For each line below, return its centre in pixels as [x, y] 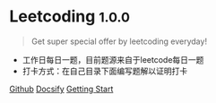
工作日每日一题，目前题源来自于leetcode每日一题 [113, 59]
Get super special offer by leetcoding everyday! [119, 41]
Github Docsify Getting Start [61, 89]
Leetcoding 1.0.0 [69, 17]
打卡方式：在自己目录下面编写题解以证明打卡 [105, 71]
